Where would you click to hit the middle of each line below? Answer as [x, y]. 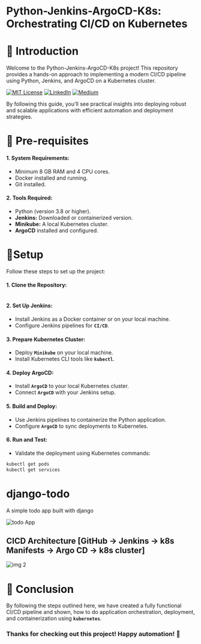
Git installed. [30, 184]
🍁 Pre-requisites [47, 141]
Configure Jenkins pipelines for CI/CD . [62, 326]
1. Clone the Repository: [37, 285]
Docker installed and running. [51, 178]
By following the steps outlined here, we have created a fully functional [94, 606]
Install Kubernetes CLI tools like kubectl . [65, 359]
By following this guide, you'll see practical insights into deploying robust [96, 104]
